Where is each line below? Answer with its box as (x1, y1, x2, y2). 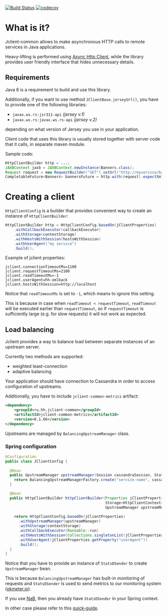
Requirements (5, 73, 50, 82)
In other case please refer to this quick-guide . (5, 605, 99, 611)
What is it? (5, 22, 50, 33)
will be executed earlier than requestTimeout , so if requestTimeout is (5, 306, 144, 312)
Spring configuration (5, 443, 57, 450)
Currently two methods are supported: (5, 354, 84, 360)
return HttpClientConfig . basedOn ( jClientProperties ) (14, 514, 126, 519)
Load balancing (5, 325, 54, 334)
